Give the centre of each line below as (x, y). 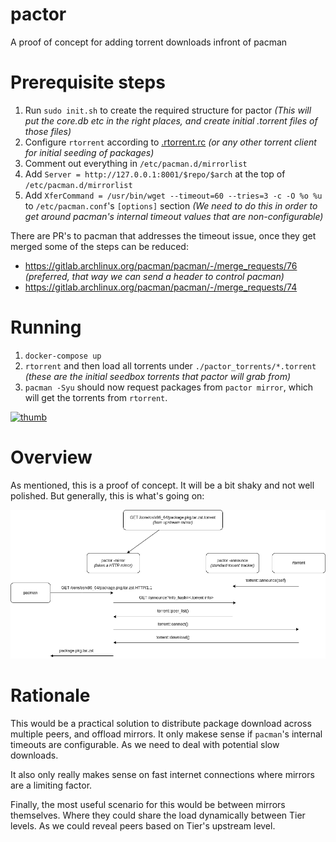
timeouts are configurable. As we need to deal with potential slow (145, 744)
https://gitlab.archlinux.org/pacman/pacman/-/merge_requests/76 (161, 265)
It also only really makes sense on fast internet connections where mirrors (162, 774)
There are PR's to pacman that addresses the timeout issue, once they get (163, 235)
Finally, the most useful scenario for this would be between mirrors (148, 804)
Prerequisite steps (88, 82)
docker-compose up (63, 356)
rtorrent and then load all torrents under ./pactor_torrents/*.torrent (170, 365)
